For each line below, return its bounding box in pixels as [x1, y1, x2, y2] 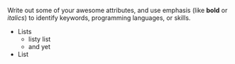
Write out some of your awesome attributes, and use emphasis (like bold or [7, 6, 228, 14]
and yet [28, 43, 51, 50]
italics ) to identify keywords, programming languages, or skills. [7, 14, 191, 22]
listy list [28, 35, 51, 43]
